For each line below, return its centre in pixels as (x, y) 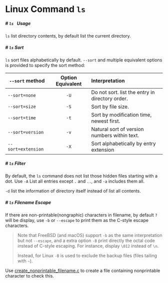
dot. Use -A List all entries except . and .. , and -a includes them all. (75, 181)
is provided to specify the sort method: (45, 65)
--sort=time (22, 118)
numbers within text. (115, 135)
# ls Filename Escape (28, 202)
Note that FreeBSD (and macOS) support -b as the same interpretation (90, 235)
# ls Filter (15, 163)
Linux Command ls (45, 9)
